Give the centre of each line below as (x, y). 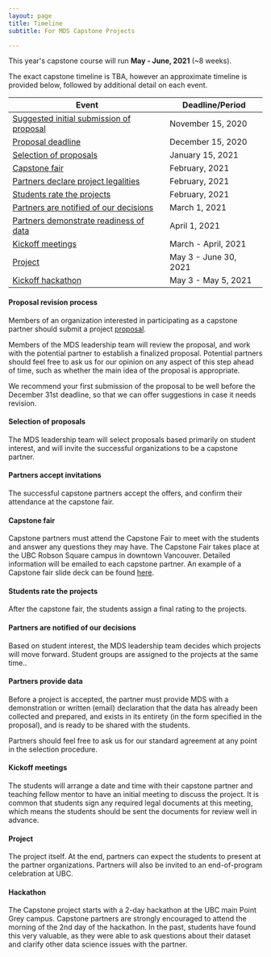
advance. (24, 820)
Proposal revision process (53, 302)
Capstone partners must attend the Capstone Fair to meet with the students (134, 538)
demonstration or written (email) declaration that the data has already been (133, 707)
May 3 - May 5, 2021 (211, 280)
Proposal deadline (47, 142)
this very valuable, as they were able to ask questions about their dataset (130, 936)
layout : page (30, 16)
